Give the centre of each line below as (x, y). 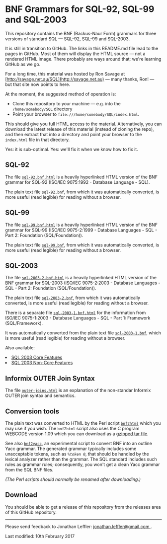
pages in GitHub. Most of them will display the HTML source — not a (75, 54)
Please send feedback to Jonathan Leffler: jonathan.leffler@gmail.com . (79, 526)
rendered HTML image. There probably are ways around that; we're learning (83, 59)
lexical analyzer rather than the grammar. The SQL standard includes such (81, 459)
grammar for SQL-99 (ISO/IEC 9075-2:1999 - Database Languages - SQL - (81, 230)
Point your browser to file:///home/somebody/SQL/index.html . (76, 114)
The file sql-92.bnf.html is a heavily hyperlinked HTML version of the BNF (82, 177)
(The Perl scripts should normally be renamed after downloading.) (73, 479)
